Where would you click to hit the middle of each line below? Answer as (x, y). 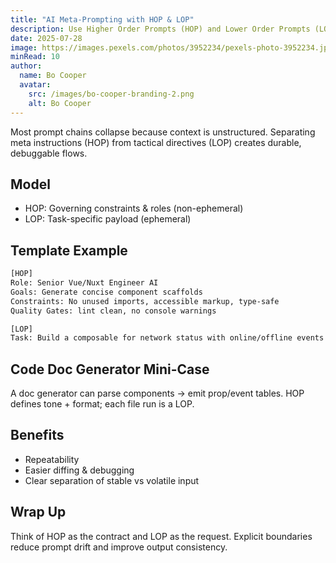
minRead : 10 (35, 57)
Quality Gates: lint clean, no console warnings (113, 311)
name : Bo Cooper (53, 76)
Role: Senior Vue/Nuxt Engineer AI (84, 283)
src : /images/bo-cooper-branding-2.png (111, 94)
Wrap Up (38, 512)
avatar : (35, 85)
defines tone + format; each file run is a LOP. (102, 404)
